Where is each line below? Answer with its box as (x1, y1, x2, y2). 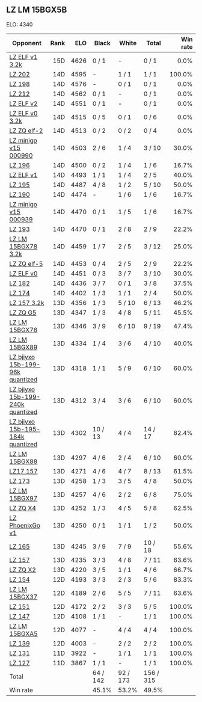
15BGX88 (9, 457, 38, 466)
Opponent (11, 38, 42, 47)
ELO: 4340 (6, 20, 33, 28)
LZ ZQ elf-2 (9, 126, 43, 135)
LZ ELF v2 (9, 99, 38, 108)
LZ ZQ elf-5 (9, 259, 43, 268)
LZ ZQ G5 (9, 308, 37, 316)
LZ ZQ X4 (9, 503, 36, 512)
